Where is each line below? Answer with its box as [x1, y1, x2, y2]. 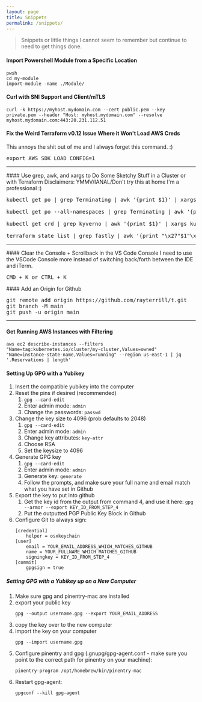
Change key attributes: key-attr [23, 434, 103, 441]
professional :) [6, 184, 42, 191]
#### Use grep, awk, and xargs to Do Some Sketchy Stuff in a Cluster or [6, 172, 186, 179]
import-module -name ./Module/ [6, 81, 85, 87]
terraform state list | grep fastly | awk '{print [6, 232, 159, 239]
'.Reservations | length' [6, 357, 71, 363]
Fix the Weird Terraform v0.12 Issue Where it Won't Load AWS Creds [6, 130, 180, 137]
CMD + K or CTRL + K [6, 273, 67, 281]
